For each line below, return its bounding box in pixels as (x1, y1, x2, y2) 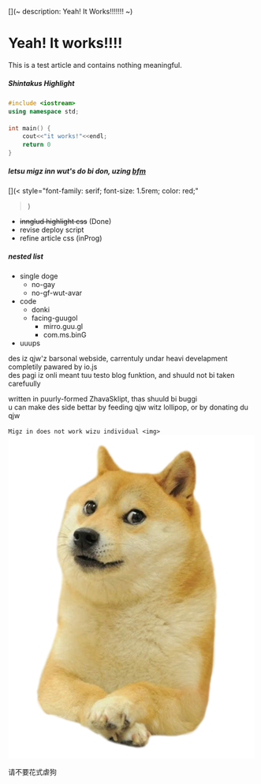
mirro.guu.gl (43, 321, 84, 330)
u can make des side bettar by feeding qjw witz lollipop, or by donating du (8, 402, 248, 412)
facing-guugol (31, 313, 78, 323)
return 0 (22, 141, 51, 149)
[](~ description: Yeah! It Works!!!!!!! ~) (8, 7, 133, 16)
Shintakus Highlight (8, 78, 75, 88)
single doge (19, 271, 58, 281)
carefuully (8, 379, 41, 388)
